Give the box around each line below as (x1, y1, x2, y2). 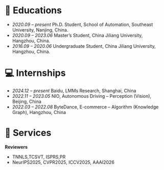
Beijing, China (12, 98, 42, 104)
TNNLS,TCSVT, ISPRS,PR (12, 154, 66, 160)
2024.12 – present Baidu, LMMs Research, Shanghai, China (12, 88, 136, 94)
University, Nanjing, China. (12, 26, 68, 33)
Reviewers (5, 144, 28, 150)
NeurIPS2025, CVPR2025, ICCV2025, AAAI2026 (12, 159, 114, 165)
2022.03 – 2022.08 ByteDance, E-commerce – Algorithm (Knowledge (12, 104, 159, 110)
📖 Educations (5, 5, 62, 16)
